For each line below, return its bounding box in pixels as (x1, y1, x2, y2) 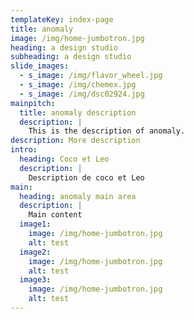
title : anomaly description (19, 107, 137, 118)
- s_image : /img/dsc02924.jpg (19, 89, 145, 99)
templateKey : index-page (10, 14, 114, 25)
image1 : (19, 219, 52, 230)
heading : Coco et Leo (19, 154, 110, 164)
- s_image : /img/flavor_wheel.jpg (19, 71, 163, 81)
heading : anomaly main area (19, 191, 137, 201)
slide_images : (10, 61, 70, 71)
